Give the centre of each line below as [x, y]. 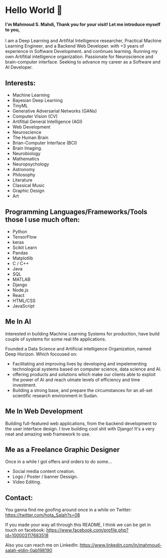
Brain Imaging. [27, 148]
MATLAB [21, 279]
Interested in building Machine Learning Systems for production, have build [83, 333]
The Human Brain [30, 137]
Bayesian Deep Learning [38, 100]
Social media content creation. [44, 471]
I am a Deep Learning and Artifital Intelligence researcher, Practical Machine [83, 41]
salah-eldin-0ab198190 [29, 550]
